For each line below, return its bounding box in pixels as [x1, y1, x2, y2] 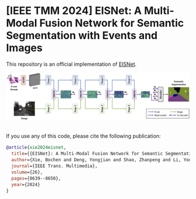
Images [6, 41, 43, 55]
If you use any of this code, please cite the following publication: [6, 132, 161, 139]
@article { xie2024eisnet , [6, 145, 66, 151]
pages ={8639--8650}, [11, 175, 61, 181]
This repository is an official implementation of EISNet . [6, 60, 137, 68]
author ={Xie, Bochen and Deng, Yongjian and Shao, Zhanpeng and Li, [11, 157, 181, 163]
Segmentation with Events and [6, 29, 157, 42]
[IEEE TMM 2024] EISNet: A [6, 4, 142, 18]
